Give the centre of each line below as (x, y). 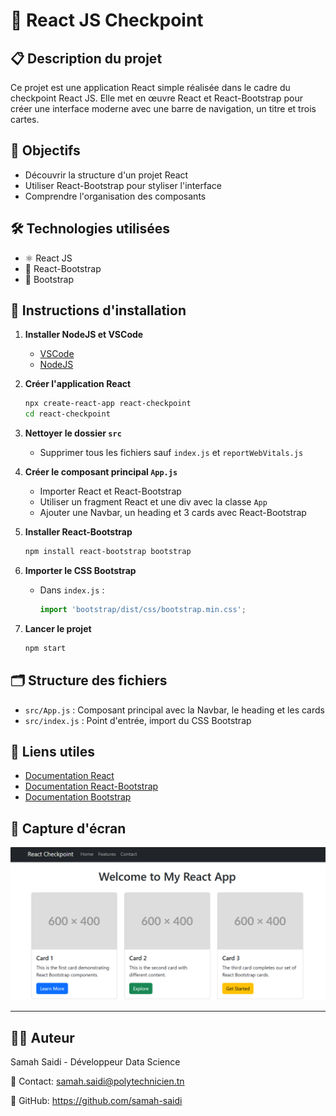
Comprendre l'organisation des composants (115, 196)
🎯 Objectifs (45, 150)
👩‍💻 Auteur (42, 1037)
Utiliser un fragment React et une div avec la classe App (153, 502)
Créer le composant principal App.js (101, 472)
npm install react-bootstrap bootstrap (108, 552)
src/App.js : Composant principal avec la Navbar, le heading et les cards (174, 710)
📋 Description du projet (86, 58)
